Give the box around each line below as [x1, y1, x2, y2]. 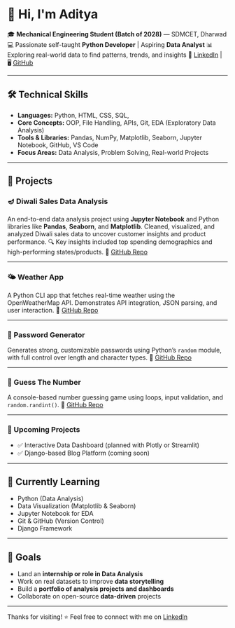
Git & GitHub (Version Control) [17, 517, 104, 525]
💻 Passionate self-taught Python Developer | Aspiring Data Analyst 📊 [7, 40, 213, 48]
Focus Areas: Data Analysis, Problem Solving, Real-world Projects [17, 148, 209, 156]
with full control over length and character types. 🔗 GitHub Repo [7, 353, 192, 362]
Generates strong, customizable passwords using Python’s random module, [7, 346, 222, 355]
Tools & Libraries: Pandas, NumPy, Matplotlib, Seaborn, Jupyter [17, 133, 203, 142]
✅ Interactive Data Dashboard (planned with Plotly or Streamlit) [17, 441, 200, 449]
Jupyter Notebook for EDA [17, 510, 94, 518]
